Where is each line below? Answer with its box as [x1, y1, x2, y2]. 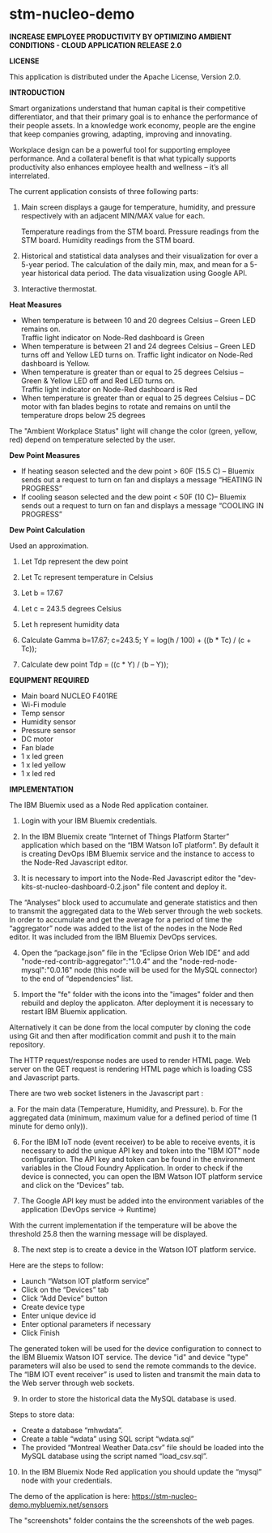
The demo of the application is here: [9, 1491, 130, 1501]
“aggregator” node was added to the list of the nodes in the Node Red [9, 923, 243, 933]
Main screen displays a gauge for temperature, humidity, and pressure [20, 202, 256, 212]
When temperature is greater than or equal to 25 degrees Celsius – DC [20, 393, 257, 403]
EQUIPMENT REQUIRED [9, 675, 90, 684]
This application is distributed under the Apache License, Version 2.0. [9, 71, 241, 81]
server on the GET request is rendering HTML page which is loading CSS [9, 1064, 253, 1073]
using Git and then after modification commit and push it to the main [9, 1030, 236, 1040]
